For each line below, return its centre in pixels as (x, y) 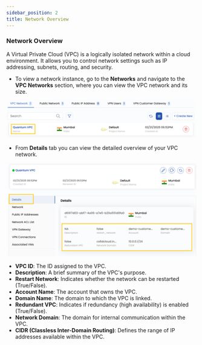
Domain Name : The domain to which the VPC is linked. (83, 298)
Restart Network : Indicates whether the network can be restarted (97, 279)
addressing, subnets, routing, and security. (60, 67)
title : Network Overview (37, 19)
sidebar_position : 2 (32, 13)
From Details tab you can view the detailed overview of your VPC (96, 148)
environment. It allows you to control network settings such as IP (87, 60)
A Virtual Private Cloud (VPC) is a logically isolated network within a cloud (98, 54)
